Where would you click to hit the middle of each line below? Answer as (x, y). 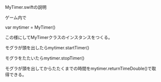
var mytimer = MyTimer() (30, 27)
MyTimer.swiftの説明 (26, 7)
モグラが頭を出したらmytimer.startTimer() (47, 48)
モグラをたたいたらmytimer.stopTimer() (45, 58)
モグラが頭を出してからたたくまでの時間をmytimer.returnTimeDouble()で (79, 68)
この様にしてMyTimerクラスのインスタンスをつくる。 (59, 37)
